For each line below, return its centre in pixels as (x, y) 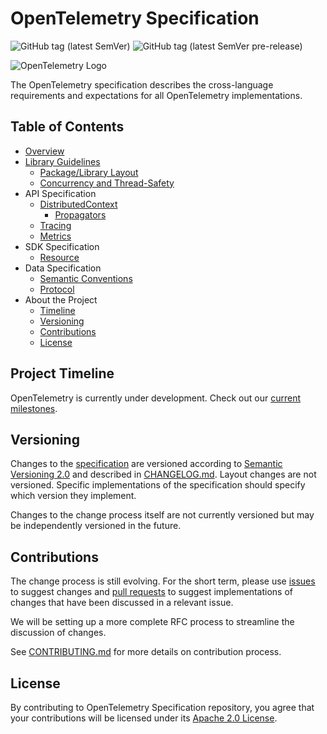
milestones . (34, 408)
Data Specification (63, 268)
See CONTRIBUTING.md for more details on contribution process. (146, 652)
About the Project (61, 299)
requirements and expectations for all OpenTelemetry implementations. (156, 95)
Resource (59, 257)
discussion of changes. (58, 633)
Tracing (55, 225)
